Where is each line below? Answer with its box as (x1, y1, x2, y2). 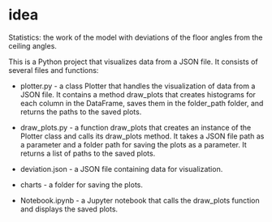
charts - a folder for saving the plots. (19, 180, 144, 190)
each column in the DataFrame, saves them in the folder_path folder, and (19, 98, 264, 108)
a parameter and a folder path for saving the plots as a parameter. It (19, 139, 248, 149)
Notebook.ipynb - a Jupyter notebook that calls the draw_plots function (19, 195, 260, 205)
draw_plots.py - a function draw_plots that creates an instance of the (19, 122, 252, 132)
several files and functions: (8, 65, 99, 75)
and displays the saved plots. (19, 204, 119, 214)
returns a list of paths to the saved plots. (19, 148, 156, 158)
